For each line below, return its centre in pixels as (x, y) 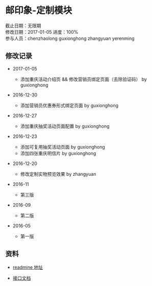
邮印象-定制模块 (39, 10)
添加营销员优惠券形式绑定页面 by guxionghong (69, 105)
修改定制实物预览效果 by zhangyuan (58, 174)
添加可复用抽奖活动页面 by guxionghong (63, 147)
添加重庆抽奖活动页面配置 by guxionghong (65, 126)
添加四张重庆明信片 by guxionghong (58, 153)
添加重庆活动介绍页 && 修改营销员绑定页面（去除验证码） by (83, 79)
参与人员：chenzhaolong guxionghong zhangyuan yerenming (70, 38)
